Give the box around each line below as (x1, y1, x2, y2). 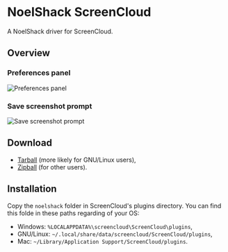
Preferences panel (7, 68, 71, 78)
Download (7, 137, 52, 149)
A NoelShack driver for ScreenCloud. (7, 27, 113, 35)
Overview (7, 47, 51, 59)
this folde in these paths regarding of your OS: (7, 209, 140, 217)
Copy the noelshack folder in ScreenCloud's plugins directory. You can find (7, 201, 222, 210)
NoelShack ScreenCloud (7, 4, 152, 20)
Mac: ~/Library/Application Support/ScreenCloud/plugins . (17, 237, 188, 245)
